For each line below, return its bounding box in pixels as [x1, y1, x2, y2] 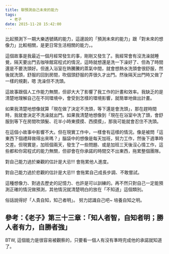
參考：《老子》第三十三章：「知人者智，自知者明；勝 [5, 213, 163, 222]
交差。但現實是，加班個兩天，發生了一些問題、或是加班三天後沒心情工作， [5, 142, 159, 148]
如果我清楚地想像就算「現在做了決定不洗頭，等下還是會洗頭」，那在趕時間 [5, 106, 157, 112]
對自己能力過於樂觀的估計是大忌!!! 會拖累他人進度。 [5, 159, 112, 165]
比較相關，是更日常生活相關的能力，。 [18, 42, 95, 48]
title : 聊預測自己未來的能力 [5, 7, 59, 13]
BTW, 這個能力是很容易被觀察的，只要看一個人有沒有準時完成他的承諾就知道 [5, 237, 162, 243]
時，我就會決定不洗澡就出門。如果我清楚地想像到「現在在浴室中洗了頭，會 [5, 112, 159, 118]
